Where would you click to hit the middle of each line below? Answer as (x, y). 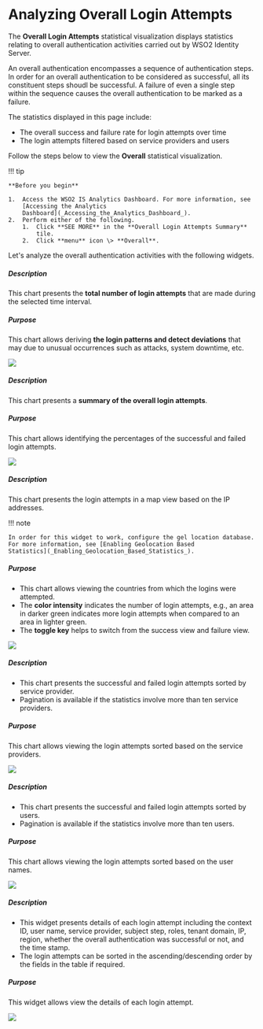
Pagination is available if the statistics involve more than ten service (129, 699)
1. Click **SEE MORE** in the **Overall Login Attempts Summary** (135, 227)
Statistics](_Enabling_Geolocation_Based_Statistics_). (101, 551)
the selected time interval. (50, 302)
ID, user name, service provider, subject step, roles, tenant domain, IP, (133, 931)
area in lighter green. (53, 622)
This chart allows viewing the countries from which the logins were (128, 588)
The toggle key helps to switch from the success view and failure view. (134, 630)
